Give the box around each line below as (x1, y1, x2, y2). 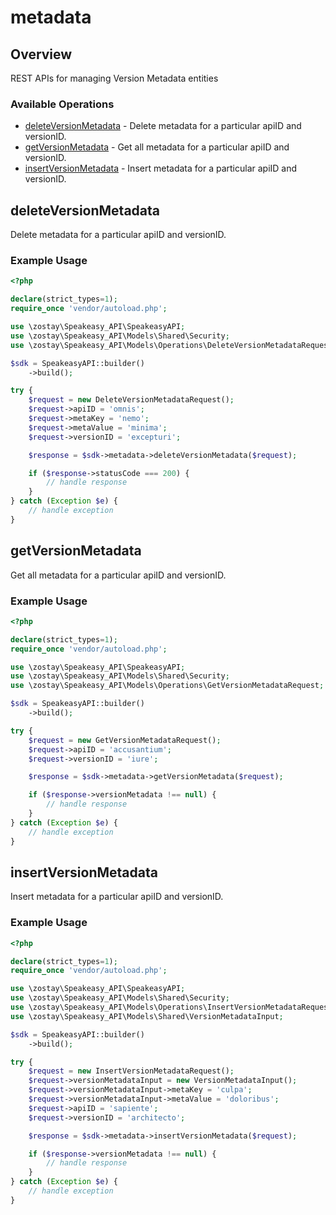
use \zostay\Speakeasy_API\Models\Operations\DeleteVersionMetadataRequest (10, 340, 333, 350)
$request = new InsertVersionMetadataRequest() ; (28, 1066, 235, 1076)
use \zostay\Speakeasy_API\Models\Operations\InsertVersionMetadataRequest (10, 1002, 333, 1012)
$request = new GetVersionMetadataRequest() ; (28, 735, 222, 745)
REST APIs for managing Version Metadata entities (10, 72, 219, 84)
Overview (10, 46, 73, 63)
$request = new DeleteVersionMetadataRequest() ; (28, 395, 235, 405)
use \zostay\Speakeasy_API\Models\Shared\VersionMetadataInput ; (10, 1011, 284, 1021)
